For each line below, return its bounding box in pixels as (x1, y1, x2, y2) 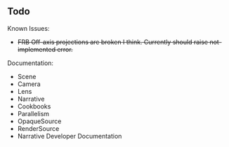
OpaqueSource (17, 117, 62, 125)
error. (57, 45, 73, 53)
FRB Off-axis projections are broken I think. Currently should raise (17, 38, 209, 46)
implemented (17, 45, 56, 53)
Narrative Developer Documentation (17, 132, 122, 140)
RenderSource (17, 124, 60, 132)
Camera (17, 80, 41, 88)
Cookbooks (17, 101, 51, 111)
